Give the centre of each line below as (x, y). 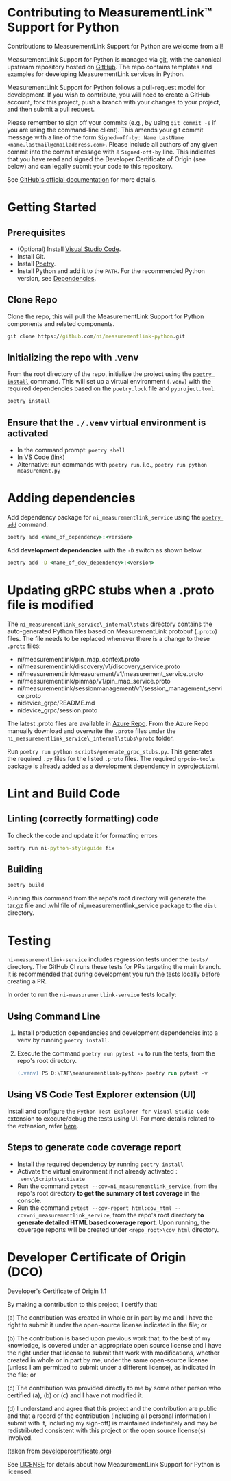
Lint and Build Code (64, 793)
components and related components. (61, 323)
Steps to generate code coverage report (94, 1147)
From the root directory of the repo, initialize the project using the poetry (109, 374)
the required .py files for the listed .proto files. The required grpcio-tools (111, 758)
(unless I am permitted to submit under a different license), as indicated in (111, 1367)
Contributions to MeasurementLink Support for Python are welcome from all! (115, 46)
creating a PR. (27, 981)
